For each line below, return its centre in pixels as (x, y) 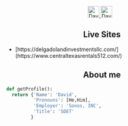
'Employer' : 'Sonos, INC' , (67, 106)
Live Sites (102, 34)
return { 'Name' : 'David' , (45, 94)
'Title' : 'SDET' (54, 112)
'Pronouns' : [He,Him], (62, 100)
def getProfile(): (29, 89)
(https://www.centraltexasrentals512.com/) (69, 55)
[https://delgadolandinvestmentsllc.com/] (67, 49)
